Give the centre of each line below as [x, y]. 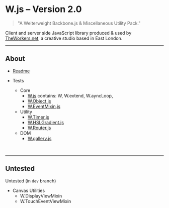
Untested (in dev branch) [31, 181]
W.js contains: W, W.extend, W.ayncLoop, [70, 95]
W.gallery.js [39, 138]
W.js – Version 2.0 [44, 9]
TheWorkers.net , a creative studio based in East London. [64, 38]
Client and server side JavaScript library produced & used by [68, 33]
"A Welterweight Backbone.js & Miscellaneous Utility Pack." [79, 23]
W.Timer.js [38, 117]
